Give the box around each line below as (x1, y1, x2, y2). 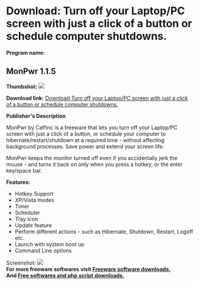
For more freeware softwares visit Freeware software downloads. (6, 265, 171, 273)
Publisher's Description (6, 112, 66, 120)
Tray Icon (14, 215, 39, 223)
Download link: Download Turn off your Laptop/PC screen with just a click (6, 94, 188, 102)
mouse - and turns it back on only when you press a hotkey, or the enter (6, 161, 183, 168)
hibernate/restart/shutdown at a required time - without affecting (6, 136, 165, 143)
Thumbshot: (6, 83, 37, 90)
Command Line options (14, 247, 72, 254)
